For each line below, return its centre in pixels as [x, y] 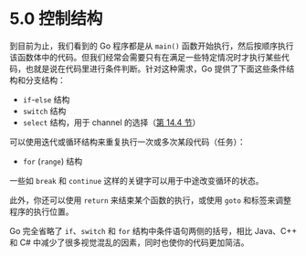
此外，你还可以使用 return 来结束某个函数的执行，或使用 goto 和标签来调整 [151, 200]
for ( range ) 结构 [53, 161]
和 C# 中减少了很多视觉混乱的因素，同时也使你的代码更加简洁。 [129, 242]
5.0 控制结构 [56, 19]
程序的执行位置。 [42, 211]
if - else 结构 [46, 99]
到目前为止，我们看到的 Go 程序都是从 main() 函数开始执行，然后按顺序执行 [152, 46]
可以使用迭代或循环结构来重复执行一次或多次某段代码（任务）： [127, 142]
